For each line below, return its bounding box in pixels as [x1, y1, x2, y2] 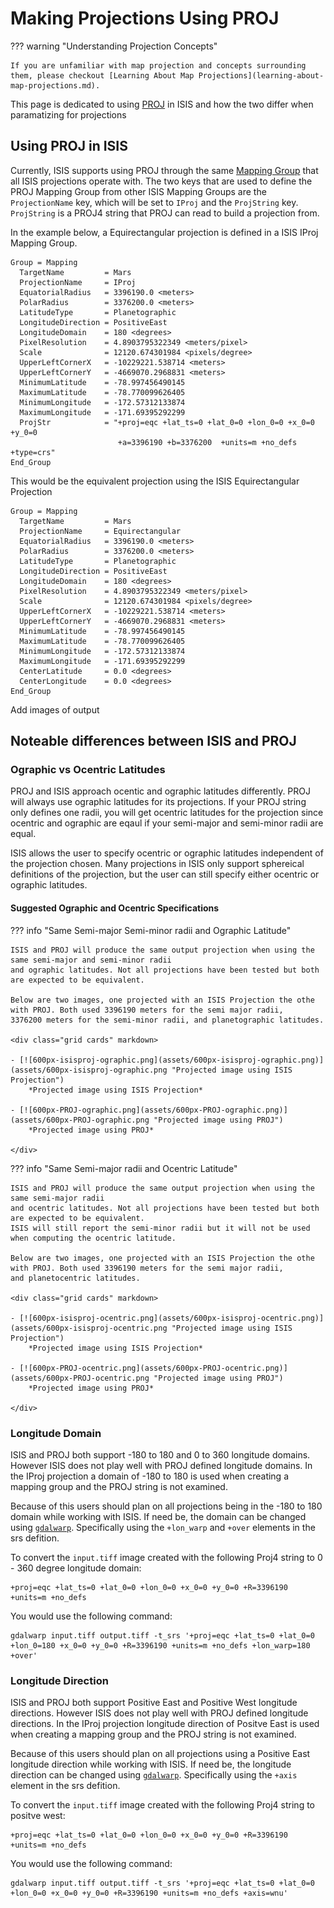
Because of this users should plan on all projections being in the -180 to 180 [10, 1500, 323, 1512]
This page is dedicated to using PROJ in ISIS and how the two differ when [10, 98, 314, 110]
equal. [10, 828, 37, 840]
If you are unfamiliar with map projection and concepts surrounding [10, 60, 307, 71]
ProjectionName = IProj [19, 277, 137, 287]
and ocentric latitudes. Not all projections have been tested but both [10, 1203, 320, 1213]
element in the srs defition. [10, 1780, 121, 1792]
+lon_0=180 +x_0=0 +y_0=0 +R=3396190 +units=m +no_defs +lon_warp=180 [10, 1640, 311, 1651]
